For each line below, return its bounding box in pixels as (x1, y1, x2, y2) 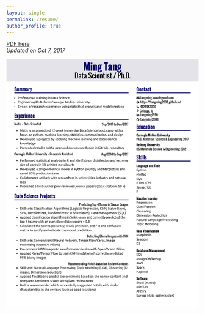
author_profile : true (6, 23, 62, 29)
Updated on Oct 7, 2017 (6, 47, 66, 54)
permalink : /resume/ (6, 16, 59, 23)
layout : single (6, 10, 45, 16)
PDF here (6, 40, 30, 48)
